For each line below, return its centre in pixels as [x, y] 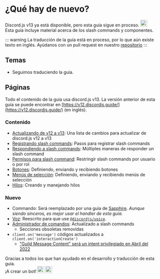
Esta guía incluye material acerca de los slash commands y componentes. [79, 30]
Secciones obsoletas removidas [51, 229]
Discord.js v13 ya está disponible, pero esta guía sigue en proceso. [72, 25]
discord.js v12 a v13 [32, 138]
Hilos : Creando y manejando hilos [46, 185]
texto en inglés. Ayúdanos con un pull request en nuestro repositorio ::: [76, 45]
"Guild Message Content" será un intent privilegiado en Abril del [84, 244]
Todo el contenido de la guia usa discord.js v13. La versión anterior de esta [80, 99]
